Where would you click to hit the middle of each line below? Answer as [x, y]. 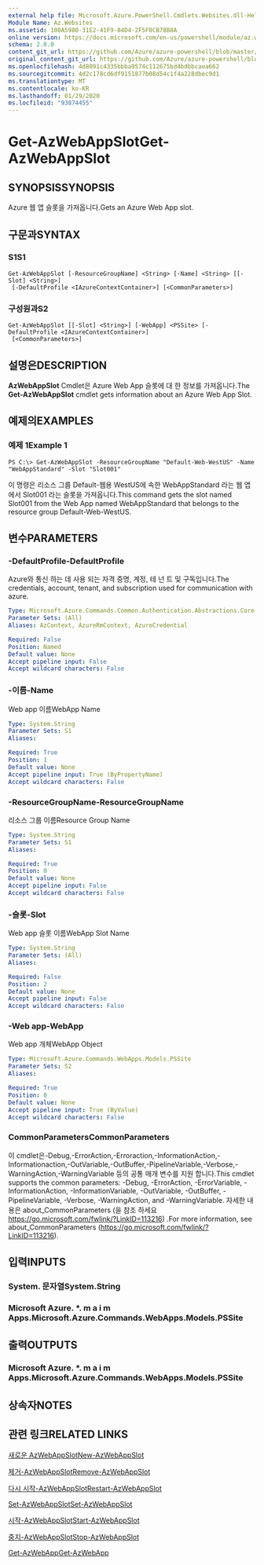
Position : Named [35, 647]
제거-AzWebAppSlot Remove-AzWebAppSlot [79, 1472]
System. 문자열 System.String [64, 1287]
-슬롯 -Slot [27, 914]
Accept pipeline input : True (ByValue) [73, 1110]
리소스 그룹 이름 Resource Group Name [69, 820]
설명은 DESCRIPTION [58, 365]
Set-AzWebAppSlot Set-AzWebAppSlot [70, 1504]
